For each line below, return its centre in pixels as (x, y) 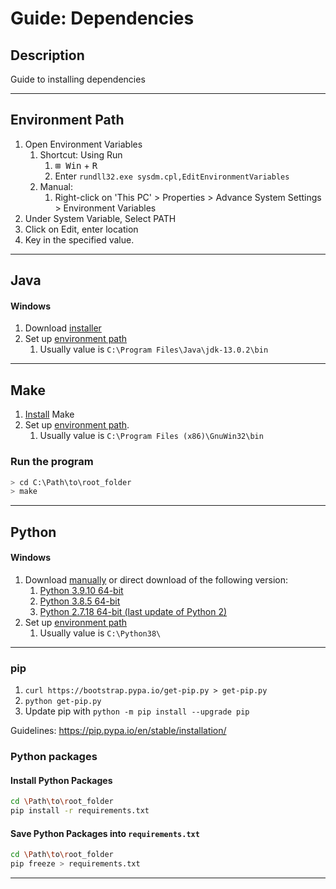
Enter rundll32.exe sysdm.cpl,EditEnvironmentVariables (172, 176)
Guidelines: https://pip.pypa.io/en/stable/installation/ (118, 731)
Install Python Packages (61, 780)
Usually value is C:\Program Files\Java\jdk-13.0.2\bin (154, 349)
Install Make (49, 414)
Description (47, 55)
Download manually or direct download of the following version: (156, 579)
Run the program (52, 462)
